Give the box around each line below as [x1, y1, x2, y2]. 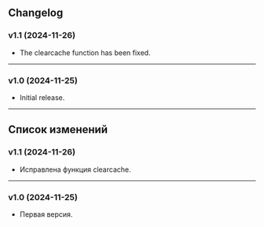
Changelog [8, 6, 64, 20]
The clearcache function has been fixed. [19, 47, 151, 58]
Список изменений [8, 123, 108, 136]
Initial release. [19, 92, 65, 102]
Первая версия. [19, 209, 73, 219]
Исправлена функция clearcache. [19, 165, 131, 174]
